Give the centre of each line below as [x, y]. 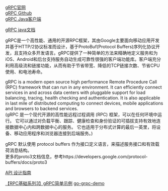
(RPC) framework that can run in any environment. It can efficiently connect [83, 87]
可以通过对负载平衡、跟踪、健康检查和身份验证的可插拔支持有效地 [88, 121]
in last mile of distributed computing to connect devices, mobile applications [84, 103]
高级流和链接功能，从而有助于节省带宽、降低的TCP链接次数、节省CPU [87, 65]
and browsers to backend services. [42, 109]
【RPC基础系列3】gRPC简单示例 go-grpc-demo [55, 183]
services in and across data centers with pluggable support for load [75, 92]
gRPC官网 [16, 7]
